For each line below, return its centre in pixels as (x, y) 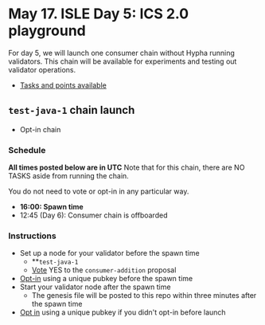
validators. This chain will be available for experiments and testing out (123, 61)
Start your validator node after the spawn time (95, 287)
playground (47, 31)
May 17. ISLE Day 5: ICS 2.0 (99, 14)
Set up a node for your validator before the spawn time (110, 253)
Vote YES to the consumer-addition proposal (104, 270)
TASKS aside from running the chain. (68, 176)
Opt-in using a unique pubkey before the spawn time (106, 279)
